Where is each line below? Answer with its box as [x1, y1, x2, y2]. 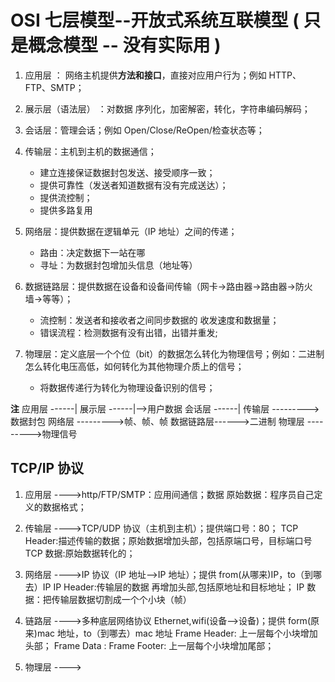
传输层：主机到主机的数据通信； [24, 145, 157, 157]
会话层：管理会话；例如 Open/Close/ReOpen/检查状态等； [24, 124, 265, 136]
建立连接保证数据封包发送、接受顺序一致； [39, 166, 216, 178]
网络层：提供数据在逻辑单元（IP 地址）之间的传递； [24, 225, 238, 237]
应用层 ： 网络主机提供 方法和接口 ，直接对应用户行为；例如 [24, 69, 267, 81]
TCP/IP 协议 [10, 460, 85, 477]
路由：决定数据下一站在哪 [39, 246, 146, 258]
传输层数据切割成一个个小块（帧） [51, 593, 192, 605]
